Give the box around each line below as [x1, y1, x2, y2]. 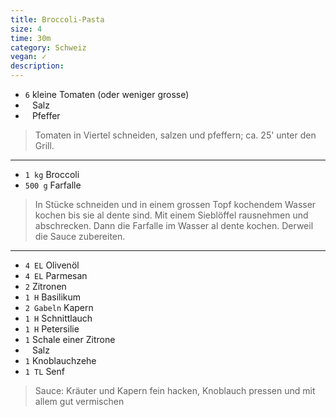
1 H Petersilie [24, 323, 80, 335]
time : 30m [10, 33, 52, 43]
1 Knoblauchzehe [24, 355, 97, 366]
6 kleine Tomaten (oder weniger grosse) [24, 89, 190, 100]
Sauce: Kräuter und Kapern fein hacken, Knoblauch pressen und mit [34, 385, 316, 396]
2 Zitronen [24, 281, 67, 292]
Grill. [34, 140, 55, 151]
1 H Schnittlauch [24, 312, 93, 324]
